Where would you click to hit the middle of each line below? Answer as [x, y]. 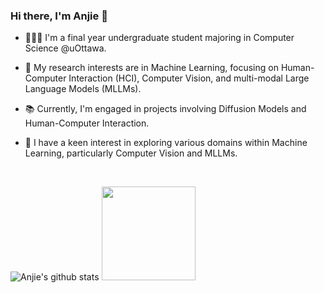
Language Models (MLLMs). [83, 89]
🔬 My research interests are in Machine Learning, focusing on [151, 68]
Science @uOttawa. [65, 48]
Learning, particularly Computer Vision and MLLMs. [131, 153]
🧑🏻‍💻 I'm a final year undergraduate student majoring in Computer [159, 38]
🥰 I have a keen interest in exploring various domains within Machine [166, 143]
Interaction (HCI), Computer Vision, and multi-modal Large [189, 78]
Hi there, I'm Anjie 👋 [59, 16]
